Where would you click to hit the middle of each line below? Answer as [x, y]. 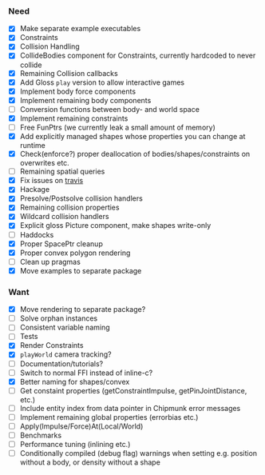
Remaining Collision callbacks [69, 73]
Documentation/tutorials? [61, 363]
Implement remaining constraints [74, 118]
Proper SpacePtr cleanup [61, 243]
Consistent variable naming [65, 327]
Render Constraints [51, 345]
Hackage [35, 190]
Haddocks [37, 234]
